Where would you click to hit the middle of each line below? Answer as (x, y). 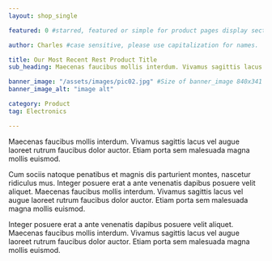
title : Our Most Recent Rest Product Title (83, 60)
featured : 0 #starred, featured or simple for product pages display (128, 30)
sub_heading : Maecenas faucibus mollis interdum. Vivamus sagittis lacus (136, 67)
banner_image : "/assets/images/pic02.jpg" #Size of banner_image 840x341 (136, 82)
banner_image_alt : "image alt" (61, 90)
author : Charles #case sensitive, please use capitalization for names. (134, 45)
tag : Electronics (38, 111)
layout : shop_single (43, 16)
